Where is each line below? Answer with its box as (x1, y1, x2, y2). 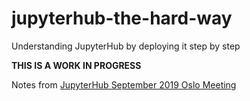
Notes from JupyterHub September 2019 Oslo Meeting (11, 78, 237, 91)
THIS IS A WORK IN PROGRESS (11, 59, 142, 71)
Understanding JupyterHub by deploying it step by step (11, 40, 241, 52)
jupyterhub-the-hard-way (11, 7, 233, 30)
